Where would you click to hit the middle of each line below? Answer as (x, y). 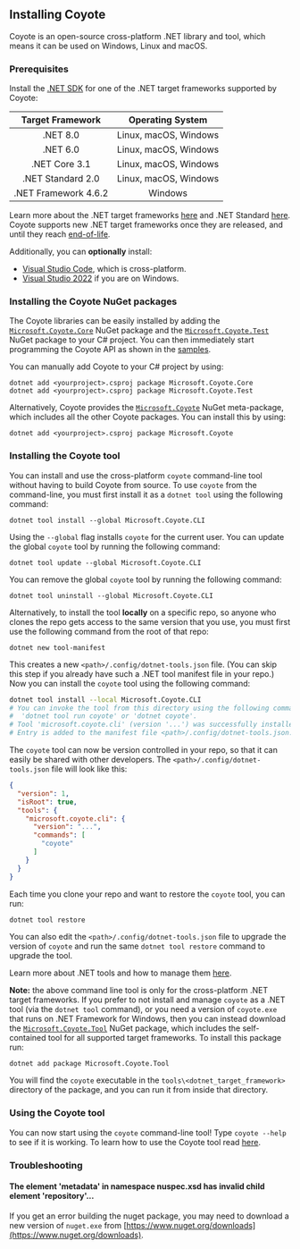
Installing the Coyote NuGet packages (93, 301)
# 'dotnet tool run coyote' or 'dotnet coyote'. (104, 716)
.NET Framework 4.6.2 (61, 193)
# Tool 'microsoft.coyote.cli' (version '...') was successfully (133, 725)
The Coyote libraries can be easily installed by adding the (115, 321)
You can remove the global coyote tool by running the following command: (146, 579)
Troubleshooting (46, 1165)
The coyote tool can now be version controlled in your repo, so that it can (144, 750)
